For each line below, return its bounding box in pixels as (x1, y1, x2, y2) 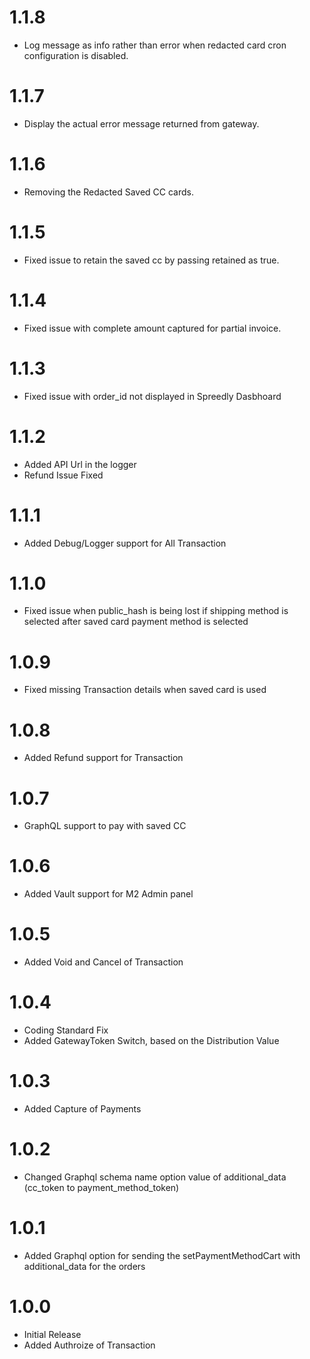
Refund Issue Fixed (23, 469, 104, 481)
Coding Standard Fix (23, 1024, 109, 1036)
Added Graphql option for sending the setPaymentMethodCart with (23, 1249, 301, 1261)
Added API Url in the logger (23, 458, 137, 470)
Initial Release (23, 1328, 82, 1340)
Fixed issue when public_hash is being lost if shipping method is (23, 605, 289, 617)
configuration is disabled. (23, 49, 129, 61)
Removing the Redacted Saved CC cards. (23, 186, 194, 198)
